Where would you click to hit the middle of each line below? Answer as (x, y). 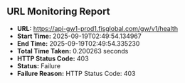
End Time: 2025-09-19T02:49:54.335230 (78, 43)
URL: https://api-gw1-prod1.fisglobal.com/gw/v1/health (97, 28)
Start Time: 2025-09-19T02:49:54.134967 (79, 36)
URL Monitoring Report (59, 12)
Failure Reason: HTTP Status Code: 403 (76, 73)
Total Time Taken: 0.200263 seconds (73, 51)
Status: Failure (39, 65)
